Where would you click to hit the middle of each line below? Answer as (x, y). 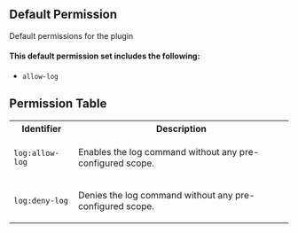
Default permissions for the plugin (71, 35)
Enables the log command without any (158, 151)
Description (181, 128)
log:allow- (36, 153)
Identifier (42, 128)
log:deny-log (41, 200)
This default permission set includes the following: (105, 56)
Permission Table (58, 104)
